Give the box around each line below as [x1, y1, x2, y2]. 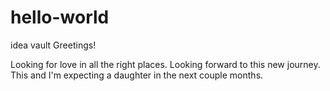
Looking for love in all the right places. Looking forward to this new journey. [10, 58, 321, 70]
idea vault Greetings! [10, 39, 97, 51]
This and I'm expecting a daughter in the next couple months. [10, 69, 264, 81]
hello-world [10, 6, 110, 29]
